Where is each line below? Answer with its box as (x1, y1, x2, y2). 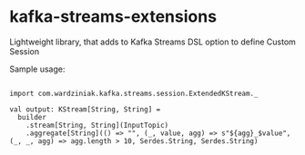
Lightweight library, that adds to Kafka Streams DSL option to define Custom (9, 36, 296, 47)
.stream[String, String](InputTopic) (25, 121, 169, 130)
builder (17, 112, 47, 121)
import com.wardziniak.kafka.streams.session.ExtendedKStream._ (9, 89, 259, 98)
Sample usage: (9, 63, 66, 74)
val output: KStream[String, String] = (9, 104, 161, 114)
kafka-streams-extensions (9, 6, 217, 27)
